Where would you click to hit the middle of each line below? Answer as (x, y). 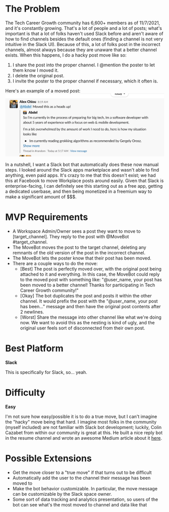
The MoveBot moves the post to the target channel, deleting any (79, 247)
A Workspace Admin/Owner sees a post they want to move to (77, 231)
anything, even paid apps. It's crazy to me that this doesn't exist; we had (80, 176)
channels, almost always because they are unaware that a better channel (81, 50)
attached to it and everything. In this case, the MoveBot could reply (90, 274)
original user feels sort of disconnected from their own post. (82, 328)
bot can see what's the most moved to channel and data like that (80, 505)
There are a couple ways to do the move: (55, 264)
